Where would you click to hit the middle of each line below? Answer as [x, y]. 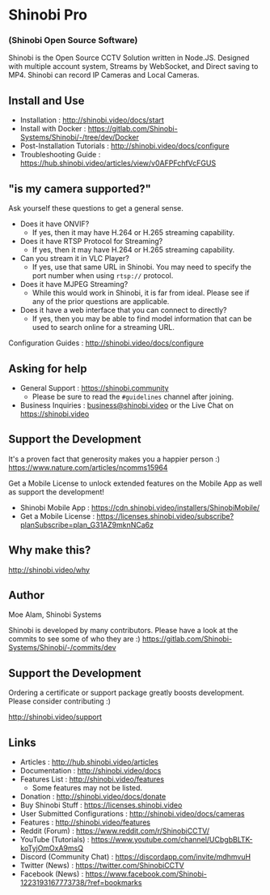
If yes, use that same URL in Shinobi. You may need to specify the [142, 267]
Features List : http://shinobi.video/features [92, 779]
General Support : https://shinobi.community [94, 388]
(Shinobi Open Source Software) [73, 41]
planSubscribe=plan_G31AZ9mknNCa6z [87, 525]
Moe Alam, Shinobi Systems [55, 615]
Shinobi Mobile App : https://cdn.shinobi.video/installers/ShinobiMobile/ [140, 507]
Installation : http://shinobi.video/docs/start [92, 120]
